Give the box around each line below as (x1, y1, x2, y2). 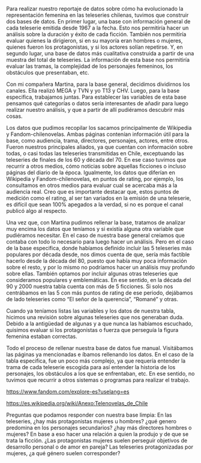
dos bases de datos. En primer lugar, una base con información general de (6, 18, 191, 25)
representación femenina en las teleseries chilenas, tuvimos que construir (6, 11, 189, 19)
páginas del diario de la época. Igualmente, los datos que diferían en (6, 169, 175, 176)
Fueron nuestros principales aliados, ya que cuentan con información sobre (6, 144, 193, 150)
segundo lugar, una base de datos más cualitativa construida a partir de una (6, 50, 194, 57)
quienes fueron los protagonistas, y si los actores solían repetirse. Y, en (6, 43, 183, 51)
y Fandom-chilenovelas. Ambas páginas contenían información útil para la (6, 130, 190, 138)
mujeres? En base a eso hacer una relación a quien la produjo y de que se (6, 431, 189, 438)
